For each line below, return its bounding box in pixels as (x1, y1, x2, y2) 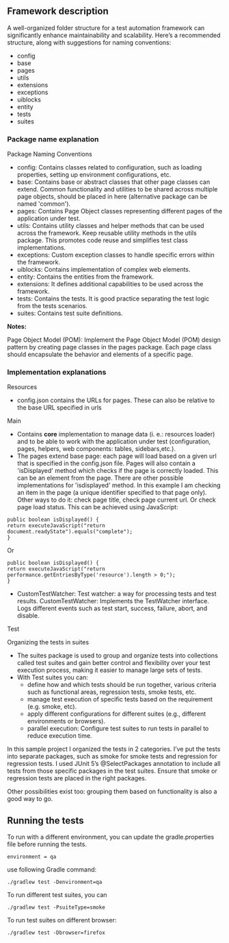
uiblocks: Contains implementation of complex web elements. (16, 266, 191, 274)
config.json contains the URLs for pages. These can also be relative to (16, 396, 215, 404)
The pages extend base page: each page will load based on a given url (16, 452, 217, 461)
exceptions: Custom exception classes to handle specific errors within (16, 251, 215, 259)
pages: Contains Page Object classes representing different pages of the (16, 207, 223, 216)
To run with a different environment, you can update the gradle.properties (7, 833, 215, 841)
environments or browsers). (27, 717, 106, 725)
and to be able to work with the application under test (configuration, (16, 437, 211, 445)
